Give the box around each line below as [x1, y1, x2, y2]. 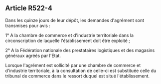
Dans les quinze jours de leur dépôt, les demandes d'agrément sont [5, 17, 145, 23]
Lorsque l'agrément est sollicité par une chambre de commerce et [5, 62, 141, 68]
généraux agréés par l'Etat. [5, 52, 61, 58]
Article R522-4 [5, 4, 52, 12]
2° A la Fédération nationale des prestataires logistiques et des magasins [5, 47, 155, 53]
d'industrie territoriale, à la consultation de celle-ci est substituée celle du [5, 67, 157, 73]
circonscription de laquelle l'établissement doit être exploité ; [5, 37, 131, 43]
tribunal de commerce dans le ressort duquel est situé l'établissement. [5, 72, 150, 79]
